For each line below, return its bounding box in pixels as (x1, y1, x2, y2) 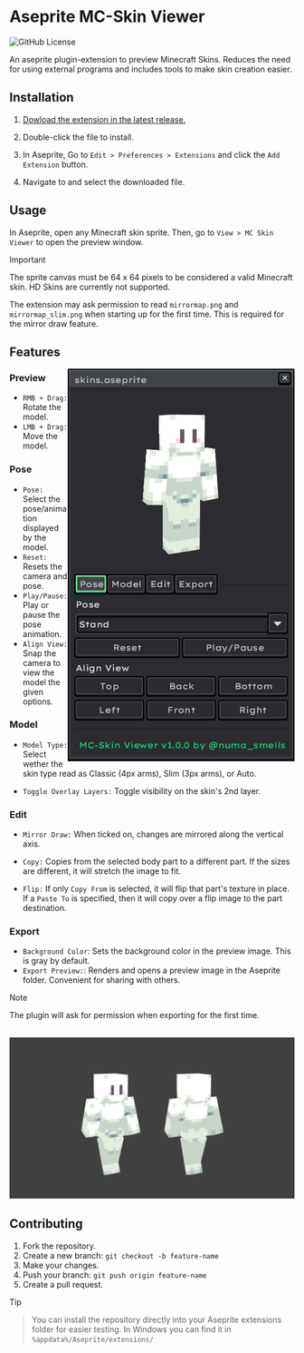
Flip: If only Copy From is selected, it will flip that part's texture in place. (22, 883, 290, 895)
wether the (22, 758, 63, 769)
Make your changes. (22, 1260, 100, 1270)
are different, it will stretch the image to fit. (22, 866, 181, 877)
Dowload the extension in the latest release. (22, 113, 186, 124)
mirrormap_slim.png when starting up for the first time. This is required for (9, 309, 285, 319)
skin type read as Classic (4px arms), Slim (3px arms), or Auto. (22, 768, 257, 779)
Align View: (22, 640, 68, 649)
